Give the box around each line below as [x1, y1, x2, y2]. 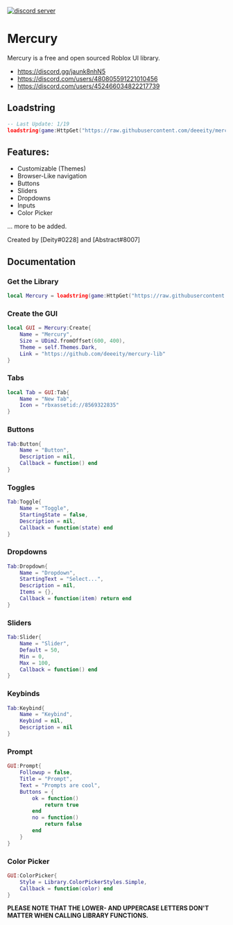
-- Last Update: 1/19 [7, 120, 70, 128]
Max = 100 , [19, 659, 51, 666]
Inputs [17, 201, 36, 210]
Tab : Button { [7, 441, 42, 448]
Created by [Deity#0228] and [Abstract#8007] [7, 236, 141, 244]
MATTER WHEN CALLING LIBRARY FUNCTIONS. [7, 911, 149, 919]
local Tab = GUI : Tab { [7, 389, 70, 396]
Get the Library [7, 276, 59, 286]
